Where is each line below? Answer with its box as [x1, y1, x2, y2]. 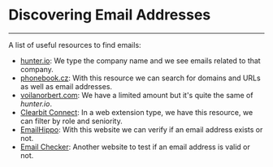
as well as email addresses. [19, 81, 112, 91]
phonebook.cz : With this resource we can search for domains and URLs [19, 73, 262, 83]
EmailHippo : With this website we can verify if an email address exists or [19, 124, 263, 135]
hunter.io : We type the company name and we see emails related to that [19, 55, 262, 66]
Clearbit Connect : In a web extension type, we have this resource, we [19, 107, 253, 117]
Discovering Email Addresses [8, 6, 211, 24]
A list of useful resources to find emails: [8, 40, 141, 49]
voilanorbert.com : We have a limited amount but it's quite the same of [19, 90, 253, 100]
